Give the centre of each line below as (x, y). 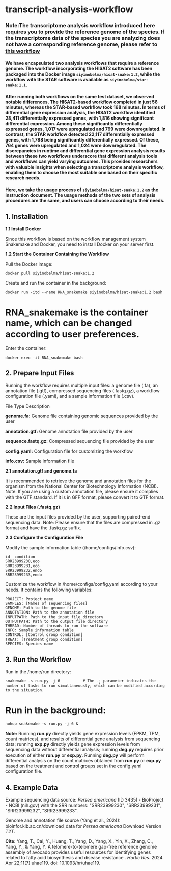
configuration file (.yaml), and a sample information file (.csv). (70, 396)
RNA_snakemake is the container (77, 312)
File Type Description (27, 406)
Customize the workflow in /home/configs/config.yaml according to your (81, 584)
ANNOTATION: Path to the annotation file (50, 613)
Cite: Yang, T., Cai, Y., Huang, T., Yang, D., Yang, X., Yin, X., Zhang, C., (79, 841)
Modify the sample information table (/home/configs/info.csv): (70, 548)
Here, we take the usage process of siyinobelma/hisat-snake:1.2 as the (82, 190)
